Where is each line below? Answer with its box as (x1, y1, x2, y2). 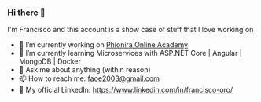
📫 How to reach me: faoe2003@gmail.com (18, 74, 160, 83)
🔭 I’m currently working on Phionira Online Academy (18, 40, 189, 49)
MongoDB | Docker (18, 56, 82, 66)
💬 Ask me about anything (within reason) (18, 65, 151, 75)
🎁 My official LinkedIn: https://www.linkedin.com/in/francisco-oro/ (18, 86, 233, 95)
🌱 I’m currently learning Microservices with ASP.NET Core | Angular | (18, 49, 243, 58)
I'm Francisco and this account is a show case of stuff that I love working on (7, 25, 254, 35)
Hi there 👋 (7, 7, 46, 18)
